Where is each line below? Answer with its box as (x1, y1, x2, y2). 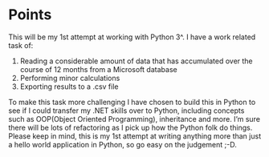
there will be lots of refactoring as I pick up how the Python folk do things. (8, 123, 253, 132)
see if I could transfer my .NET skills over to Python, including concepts (8, 106, 245, 115)
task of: (8, 40, 34, 50)
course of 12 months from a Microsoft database (19, 64, 178, 74)
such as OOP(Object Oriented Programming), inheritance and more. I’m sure (8, 114, 261, 123)
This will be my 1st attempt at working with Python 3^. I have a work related (8, 32, 256, 42)
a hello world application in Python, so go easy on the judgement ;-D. (8, 139, 237, 149)
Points (8, 6, 52, 24)
